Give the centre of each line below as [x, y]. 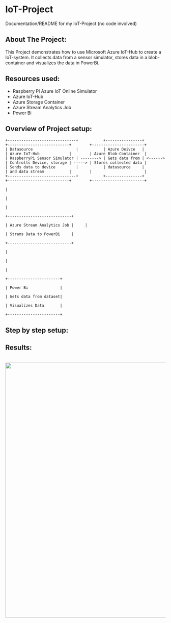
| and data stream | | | [76, 172]
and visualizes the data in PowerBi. [63, 63]
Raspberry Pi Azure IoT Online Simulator [55, 91]
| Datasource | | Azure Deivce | [75, 149]
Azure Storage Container [39, 102]
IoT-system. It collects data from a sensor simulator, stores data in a [76, 57]
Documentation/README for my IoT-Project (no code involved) [71, 23]
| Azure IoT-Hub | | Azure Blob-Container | [76, 154]
